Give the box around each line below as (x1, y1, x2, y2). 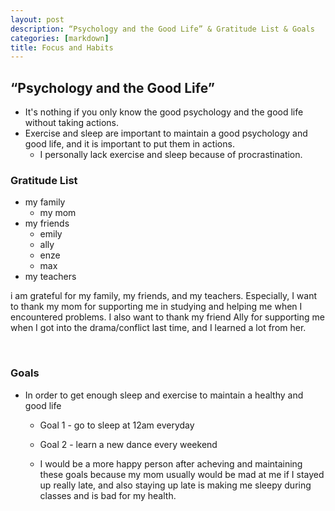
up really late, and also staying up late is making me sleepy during (39, 479, 312, 491)
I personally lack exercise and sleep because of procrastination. (39, 149, 303, 161)
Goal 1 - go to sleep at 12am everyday (39, 419, 195, 431)
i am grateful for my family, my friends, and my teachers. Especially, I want (10, 290, 318, 302)
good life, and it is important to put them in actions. (24, 138, 235, 150)
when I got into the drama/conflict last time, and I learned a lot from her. (10, 322, 307, 334)
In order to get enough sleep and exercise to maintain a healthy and (24, 389, 304, 401)
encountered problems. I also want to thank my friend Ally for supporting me (10, 311, 325, 323)
